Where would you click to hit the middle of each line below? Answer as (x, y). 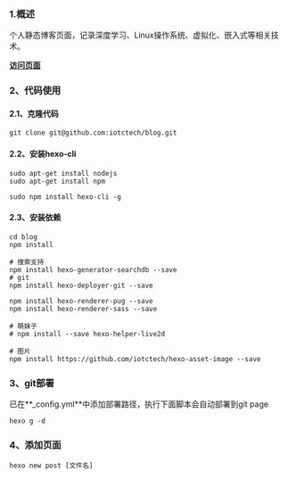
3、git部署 (32, 383)
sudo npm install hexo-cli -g (66, 197)
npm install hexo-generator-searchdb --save (93, 269)
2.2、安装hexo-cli (43, 154)
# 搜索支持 (27, 262)
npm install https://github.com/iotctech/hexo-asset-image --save (135, 359)
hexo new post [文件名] (51, 466)
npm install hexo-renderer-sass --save (83, 309)
